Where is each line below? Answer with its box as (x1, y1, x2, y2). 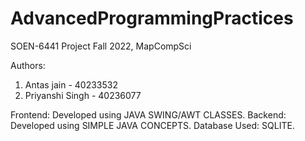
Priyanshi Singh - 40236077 (24, 89, 142, 101)
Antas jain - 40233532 (24, 78, 118, 91)
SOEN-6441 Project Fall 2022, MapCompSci (10, 40, 192, 52)
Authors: (10, 59, 46, 71)
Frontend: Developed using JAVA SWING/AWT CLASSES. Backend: (10, 108, 287, 121)
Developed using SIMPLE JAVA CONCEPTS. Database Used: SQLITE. (10, 119, 295, 131)
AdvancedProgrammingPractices (10, 7, 294, 30)
